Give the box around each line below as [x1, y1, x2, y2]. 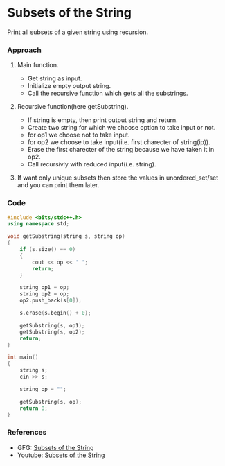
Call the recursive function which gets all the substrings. [27, 89, 188, 98]
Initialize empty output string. [27, 82, 111, 90]
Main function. [17, 61, 59, 69]
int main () [7, 354, 39, 361]
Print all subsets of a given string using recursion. [7, 28, 149, 36]
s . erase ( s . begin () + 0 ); [19, 310, 91, 317]
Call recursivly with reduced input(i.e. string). [27, 160, 157, 169]
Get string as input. [27, 74, 82, 83]
